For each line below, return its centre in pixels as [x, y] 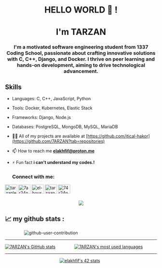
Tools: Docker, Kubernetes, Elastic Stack [52, 108]
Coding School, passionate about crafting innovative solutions [81, 53]
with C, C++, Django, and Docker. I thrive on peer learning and [81, 59]
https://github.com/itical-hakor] [119, 136]
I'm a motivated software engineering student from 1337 [81, 47]
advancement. [81, 71]
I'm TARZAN [81, 32]
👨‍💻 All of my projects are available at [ [50, 136]
